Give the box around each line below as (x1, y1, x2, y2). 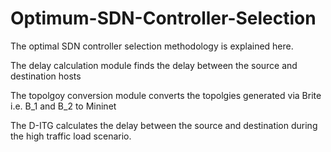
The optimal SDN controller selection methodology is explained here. (10, 40, 294, 52)
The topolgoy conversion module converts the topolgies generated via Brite (10, 89, 322, 101)
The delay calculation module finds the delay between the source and (10, 59, 298, 71)
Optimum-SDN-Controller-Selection (10, 7, 317, 30)
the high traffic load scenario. (10, 130, 132, 142)
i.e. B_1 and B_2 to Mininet (10, 100, 117, 112)
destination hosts (10, 70, 82, 82)
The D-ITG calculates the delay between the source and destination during (10, 119, 318, 131)
